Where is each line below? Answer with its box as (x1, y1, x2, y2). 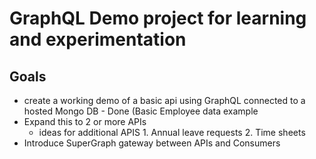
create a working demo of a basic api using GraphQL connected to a (23, 95, 306, 106)
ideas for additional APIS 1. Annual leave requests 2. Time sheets (38, 127, 306, 138)
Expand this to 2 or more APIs (23, 116, 147, 127)
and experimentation (9, 28, 187, 51)
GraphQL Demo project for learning (9, 7, 307, 30)
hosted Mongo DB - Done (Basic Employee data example (23, 105, 259, 117)
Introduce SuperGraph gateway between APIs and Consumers (23, 137, 281, 149)
